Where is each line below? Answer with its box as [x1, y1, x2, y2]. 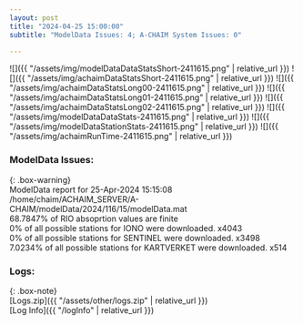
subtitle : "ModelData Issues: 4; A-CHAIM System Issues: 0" [9, 30, 243, 39]
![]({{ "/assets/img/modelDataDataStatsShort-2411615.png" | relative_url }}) [9, 63, 290, 74]
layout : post [9, 13, 59, 23]
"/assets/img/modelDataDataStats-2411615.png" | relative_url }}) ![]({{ [9, 111, 270, 123]
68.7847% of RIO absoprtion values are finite [9, 213, 179, 224]
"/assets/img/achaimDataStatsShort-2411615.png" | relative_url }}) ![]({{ [26, 73, 294, 84]
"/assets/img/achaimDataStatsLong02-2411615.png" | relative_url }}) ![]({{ [9, 102, 285, 113]
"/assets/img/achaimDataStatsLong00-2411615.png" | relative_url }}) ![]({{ [9, 83, 286, 94]
